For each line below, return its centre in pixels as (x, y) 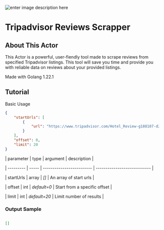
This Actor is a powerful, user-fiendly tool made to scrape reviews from (77, 57)
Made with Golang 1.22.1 (30, 77)
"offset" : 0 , (27, 140)
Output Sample (23, 209)
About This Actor (32, 45)
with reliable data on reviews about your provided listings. (63, 67)
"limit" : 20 (26, 145)
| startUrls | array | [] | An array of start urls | (50, 177)
